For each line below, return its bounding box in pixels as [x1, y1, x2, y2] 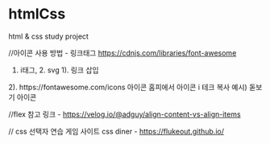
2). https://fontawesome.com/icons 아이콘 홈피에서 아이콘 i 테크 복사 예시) [8, 82, 247, 92]
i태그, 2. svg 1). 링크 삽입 [19, 65, 99, 75]
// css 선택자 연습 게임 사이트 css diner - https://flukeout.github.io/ [8, 126, 224, 136]
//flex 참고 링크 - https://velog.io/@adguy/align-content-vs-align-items [8, 109, 241, 119]
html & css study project [8, 31, 89, 41]
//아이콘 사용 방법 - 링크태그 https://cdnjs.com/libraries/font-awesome [8, 47, 237, 57]
